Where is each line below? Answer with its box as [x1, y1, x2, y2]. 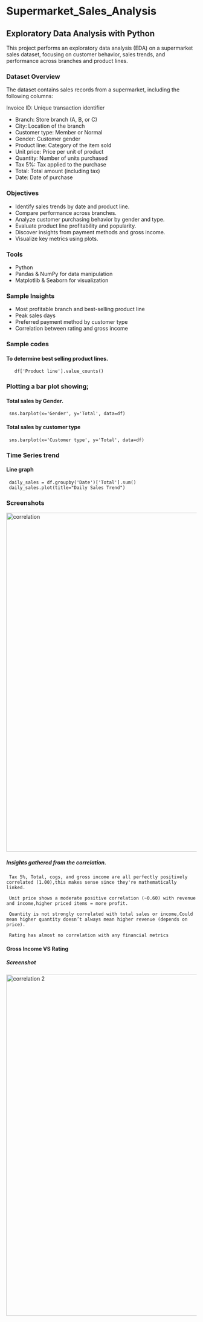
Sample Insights [6, 292, 55, 300]
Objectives [6, 189, 39, 197]
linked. [6, 885, 26, 891]
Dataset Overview [6, 72, 60, 81]
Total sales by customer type [6, 424, 81, 431]
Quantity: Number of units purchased [14, 154, 108, 162]
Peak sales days [14, 312, 56, 319]
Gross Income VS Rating [6, 945, 69, 952]
